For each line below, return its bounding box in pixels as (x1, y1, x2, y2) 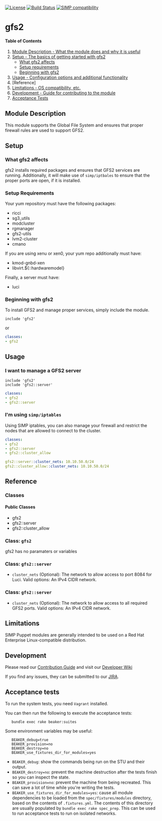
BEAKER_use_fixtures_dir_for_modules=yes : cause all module (12, 789, 133, 795)
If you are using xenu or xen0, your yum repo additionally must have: (5, 250, 142, 256)
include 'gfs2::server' (5, 382, 53, 387)
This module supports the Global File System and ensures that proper (5, 122, 144, 128)
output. (12, 764, 27, 769)
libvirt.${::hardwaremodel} (12, 265, 65, 271)
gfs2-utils (12, 231, 31, 237)
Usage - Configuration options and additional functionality (12, 74, 128, 80)
